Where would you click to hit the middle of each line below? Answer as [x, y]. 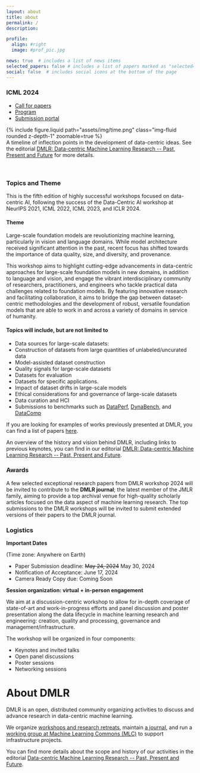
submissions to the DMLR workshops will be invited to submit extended [94, 508]
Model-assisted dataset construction [60, 362]
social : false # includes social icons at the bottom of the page [92, 72]
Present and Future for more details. [50, 155]
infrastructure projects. [34, 740]
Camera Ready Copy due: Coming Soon [64, 579]
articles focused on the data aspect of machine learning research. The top [97, 502]
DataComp [28, 413]
